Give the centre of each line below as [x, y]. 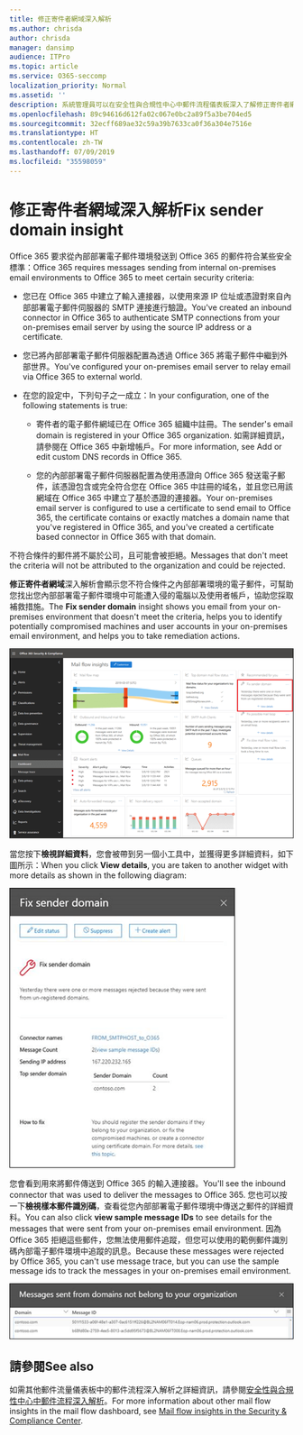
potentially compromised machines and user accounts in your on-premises [149, 626]
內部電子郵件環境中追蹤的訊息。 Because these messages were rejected [151, 1251]
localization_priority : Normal [68, 86]
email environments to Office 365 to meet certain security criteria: [132, 277]
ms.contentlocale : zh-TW [56, 143]
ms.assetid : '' [38, 95]
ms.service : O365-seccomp [58, 77]
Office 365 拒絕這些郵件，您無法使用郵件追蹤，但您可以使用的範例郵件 [141, 1240]
